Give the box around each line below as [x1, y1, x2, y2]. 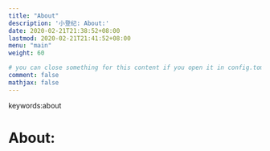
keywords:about [8, 100, 62, 110]
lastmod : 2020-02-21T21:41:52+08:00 [8, 34, 131, 43]
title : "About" [8, 11, 59, 20]
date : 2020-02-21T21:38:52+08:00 [8, 27, 121, 35]
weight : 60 [8, 49, 45, 57]
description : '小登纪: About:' [8, 19, 110, 27]
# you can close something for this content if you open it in [8, 63, 225, 72]
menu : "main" [8, 42, 52, 50]
